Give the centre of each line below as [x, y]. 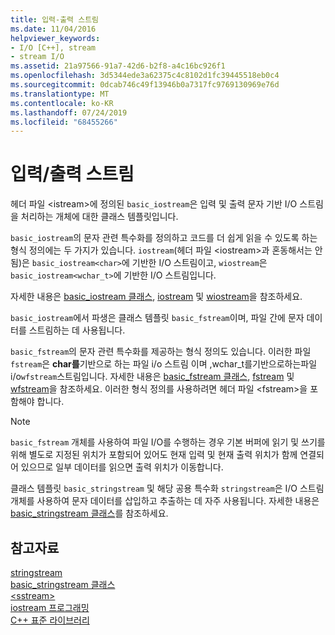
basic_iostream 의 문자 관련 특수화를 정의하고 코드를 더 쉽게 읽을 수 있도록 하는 [164, 238]
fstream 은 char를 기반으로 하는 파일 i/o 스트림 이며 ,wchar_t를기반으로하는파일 [164, 364]
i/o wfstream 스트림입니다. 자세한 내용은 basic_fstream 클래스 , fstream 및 [152, 377]
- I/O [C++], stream [53, 47]
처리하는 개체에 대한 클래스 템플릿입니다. [99, 217]
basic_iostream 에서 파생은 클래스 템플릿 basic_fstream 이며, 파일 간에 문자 [157, 318]
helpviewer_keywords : [55, 38]
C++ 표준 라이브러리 [50, 620]
